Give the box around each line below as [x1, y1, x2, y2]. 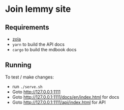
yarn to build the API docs [12, 41, 65, 47]
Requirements [5, 23, 49, 32]
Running [5, 61, 32, 70]
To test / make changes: [5, 74, 54, 80]
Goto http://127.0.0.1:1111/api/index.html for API [12, 99, 106, 105]
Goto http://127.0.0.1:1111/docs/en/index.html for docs [12, 94, 120, 100]
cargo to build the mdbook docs [12, 47, 77, 52]
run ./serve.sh [12, 83, 43, 89]
